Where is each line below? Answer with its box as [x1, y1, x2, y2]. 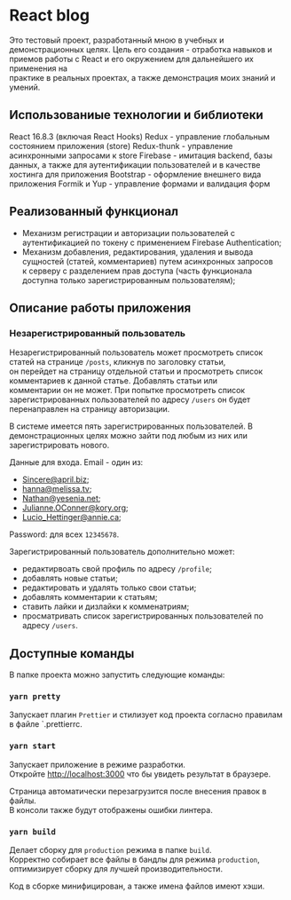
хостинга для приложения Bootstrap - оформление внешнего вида [9, 169, 262, 179]
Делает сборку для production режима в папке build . [9, 844, 212, 855]
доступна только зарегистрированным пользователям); [21, 274, 236, 285]
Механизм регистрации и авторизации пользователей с [21, 227, 236, 238]
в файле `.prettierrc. [9, 719, 83, 730]
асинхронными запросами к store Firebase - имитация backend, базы [9, 150, 273, 161]
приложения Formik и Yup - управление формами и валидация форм [9, 178, 271, 189]
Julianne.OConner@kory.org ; [21, 502, 129, 513]
